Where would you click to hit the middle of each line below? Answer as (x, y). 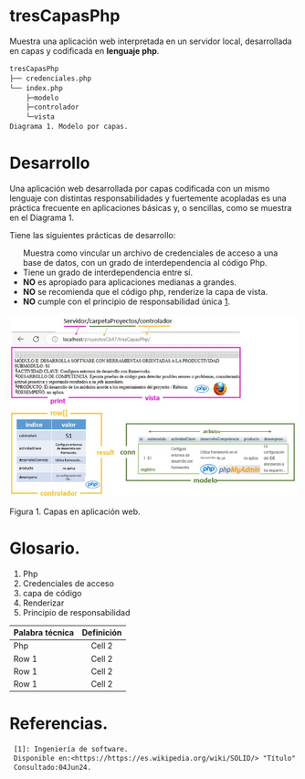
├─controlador (53, 107)
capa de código (52, 593)
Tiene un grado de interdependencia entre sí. (108, 272)
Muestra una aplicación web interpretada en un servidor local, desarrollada (151, 41)
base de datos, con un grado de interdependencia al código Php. (145, 263)
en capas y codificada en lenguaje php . (84, 50)
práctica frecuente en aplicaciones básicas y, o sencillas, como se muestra (151, 208)
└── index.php (37, 88)
